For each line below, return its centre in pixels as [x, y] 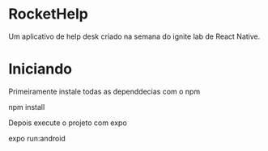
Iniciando [40, 69]
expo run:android [37, 138]
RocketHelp [49, 14]
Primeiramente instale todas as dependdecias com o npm [104, 91]
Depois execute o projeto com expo [68, 123]
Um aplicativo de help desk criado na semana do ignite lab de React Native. [134, 36]
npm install [27, 107]
